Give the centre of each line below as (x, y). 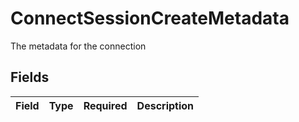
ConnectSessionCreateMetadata (150, 18)
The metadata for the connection (78, 46)
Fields (30, 77)
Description (165, 105)
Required (105, 105)
